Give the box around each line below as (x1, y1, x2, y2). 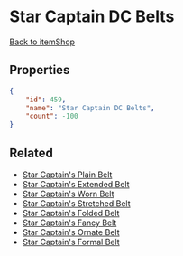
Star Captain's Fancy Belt (22, 217, 117, 228)
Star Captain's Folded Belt (22, 207, 120, 218)
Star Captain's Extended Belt (22, 178, 130, 189)
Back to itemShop (9, 36, 75, 47)
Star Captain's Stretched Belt (22, 197, 131, 209)
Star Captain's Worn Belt (22, 188, 114, 199)
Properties (9, 62, 70, 78)
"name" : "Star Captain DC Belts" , (25, 103, 155, 112)
